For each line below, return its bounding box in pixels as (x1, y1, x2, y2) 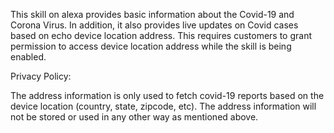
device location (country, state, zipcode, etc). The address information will (10, 100, 317, 112)
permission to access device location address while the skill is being (10, 40, 292, 52)
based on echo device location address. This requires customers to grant (10, 30, 313, 41)
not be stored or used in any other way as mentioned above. (10, 111, 259, 123)
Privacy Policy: (10, 70, 72, 82)
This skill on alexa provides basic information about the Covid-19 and (10, 9, 295, 20)
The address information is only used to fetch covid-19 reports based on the (10, 90, 325, 101)
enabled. (10, 51, 47, 63)
